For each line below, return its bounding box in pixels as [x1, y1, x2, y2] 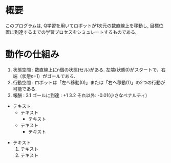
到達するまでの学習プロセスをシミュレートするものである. [14, 29, 137, 35]
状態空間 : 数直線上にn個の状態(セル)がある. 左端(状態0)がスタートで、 [12, 66, 161, 73]
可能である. [12, 85, 37, 92]
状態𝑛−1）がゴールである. [22, 73, 76, 79]
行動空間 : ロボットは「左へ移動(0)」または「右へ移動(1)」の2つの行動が [12, 79, 165, 85]
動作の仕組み [5, 49, 60, 60]
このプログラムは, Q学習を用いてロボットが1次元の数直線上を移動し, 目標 [5, 22, 159, 29]
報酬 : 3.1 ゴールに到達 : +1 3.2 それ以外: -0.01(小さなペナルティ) [12, 92, 147, 98]
